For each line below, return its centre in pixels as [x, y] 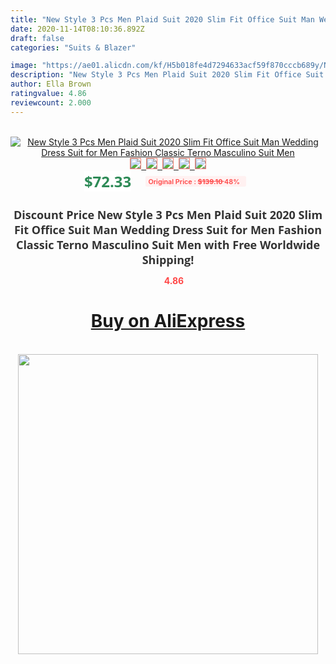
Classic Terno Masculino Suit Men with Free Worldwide [168, 244]
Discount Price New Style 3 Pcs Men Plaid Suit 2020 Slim [168, 214]
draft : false [37, 38]
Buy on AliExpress [168, 321]
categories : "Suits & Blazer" [73, 47]
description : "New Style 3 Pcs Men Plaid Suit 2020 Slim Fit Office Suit [167, 75]
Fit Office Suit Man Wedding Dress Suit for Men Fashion [167, 229]
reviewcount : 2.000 [51, 102]
